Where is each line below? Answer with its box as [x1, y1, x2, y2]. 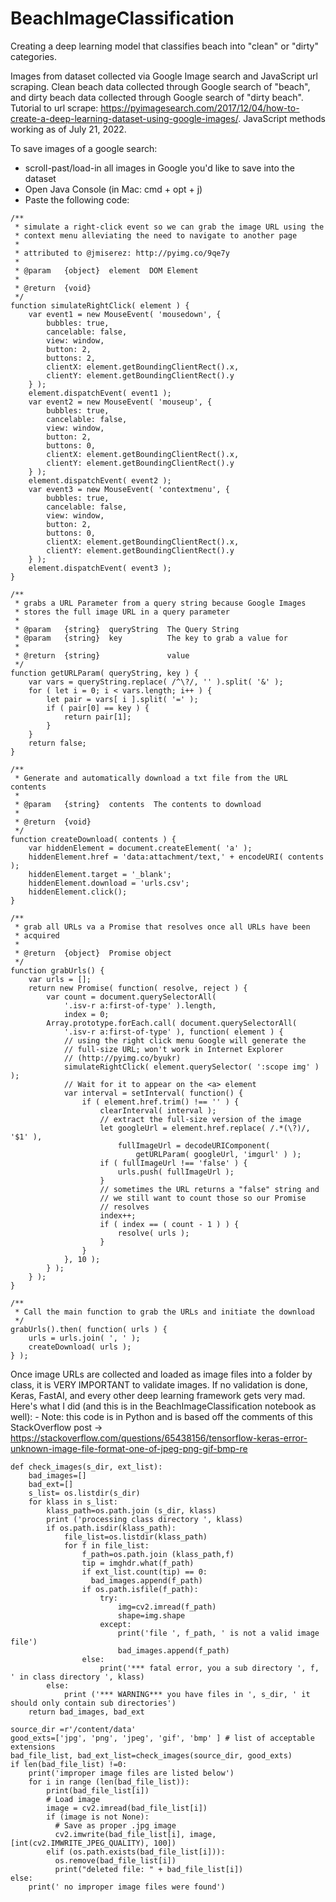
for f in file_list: [63, 1540, 150, 1551]
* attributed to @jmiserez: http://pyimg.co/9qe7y [14, 248, 230, 258]
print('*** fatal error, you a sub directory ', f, [99, 1663, 320, 1673]
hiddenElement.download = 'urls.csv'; [28, 878, 190, 888]
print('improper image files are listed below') [28, 1768, 235, 1778]
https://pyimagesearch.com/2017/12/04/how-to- [100, 102, 300, 114]
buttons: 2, [46, 353, 97, 363]
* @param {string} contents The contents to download [14, 799, 262, 809]
